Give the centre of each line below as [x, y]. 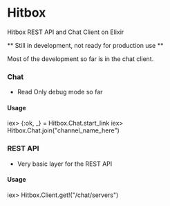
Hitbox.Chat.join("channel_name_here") [63, 130]
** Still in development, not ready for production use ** [85, 45]
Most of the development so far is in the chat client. [81, 59]
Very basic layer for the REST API [65, 164]
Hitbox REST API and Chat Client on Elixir [66, 32]
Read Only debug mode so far [60, 92]
